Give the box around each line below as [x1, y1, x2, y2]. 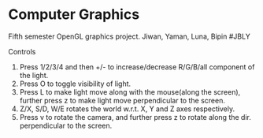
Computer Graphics [8, 6, 140, 24]
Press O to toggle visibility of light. [19, 79, 131, 88]
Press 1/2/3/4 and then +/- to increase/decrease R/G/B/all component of [19, 62, 255, 72]
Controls [8, 47, 36, 56]
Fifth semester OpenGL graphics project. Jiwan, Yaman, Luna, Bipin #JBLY [8, 32, 250, 41]
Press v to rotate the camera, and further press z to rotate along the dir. [19, 112, 252, 121]
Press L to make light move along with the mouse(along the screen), [19, 87, 241, 96]
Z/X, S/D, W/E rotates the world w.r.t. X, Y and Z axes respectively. [19, 104, 235, 114]
